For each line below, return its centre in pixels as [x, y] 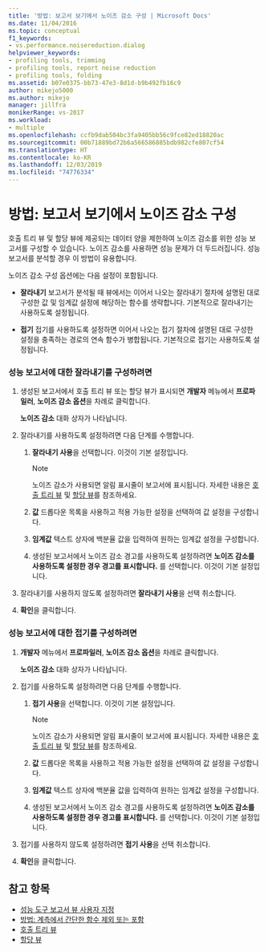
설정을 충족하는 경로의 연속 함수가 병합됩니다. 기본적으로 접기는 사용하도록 [136, 339]
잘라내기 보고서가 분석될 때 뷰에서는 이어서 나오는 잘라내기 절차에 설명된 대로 [140, 292]
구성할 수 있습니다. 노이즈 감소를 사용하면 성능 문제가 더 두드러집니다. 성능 [145, 248]
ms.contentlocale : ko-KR [50, 157]
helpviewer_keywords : [45, 53]
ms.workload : [30, 120]
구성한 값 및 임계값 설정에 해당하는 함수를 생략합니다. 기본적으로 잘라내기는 [137, 302]
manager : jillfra [37, 105]
